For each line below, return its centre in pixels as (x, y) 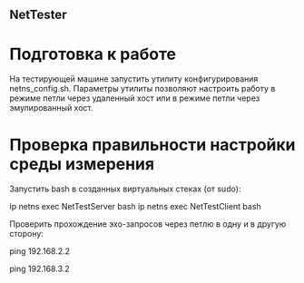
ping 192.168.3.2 (39, 269)
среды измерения (82, 164)
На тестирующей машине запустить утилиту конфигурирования (134, 79)
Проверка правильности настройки (152, 145)
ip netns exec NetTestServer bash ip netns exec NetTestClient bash (135, 207)
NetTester (38, 15)
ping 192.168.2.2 (40, 251)
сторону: (26, 234)
